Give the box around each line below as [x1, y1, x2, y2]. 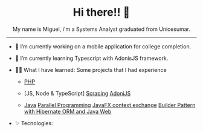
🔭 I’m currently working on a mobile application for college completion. [14, 42, 192, 50]
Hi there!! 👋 [72, 5, 130, 19]
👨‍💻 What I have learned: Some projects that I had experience [14, 66, 167, 73]
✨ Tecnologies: [14, 119, 53, 126]
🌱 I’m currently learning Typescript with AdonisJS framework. [14, 54, 169, 62]
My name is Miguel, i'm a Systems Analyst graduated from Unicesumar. [12, 25, 191, 33]
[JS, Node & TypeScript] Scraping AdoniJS [24, 89, 131, 97]
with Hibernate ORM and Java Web [24, 108, 112, 115]
